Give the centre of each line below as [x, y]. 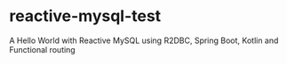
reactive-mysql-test [85, 16]
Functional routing [42, 49]
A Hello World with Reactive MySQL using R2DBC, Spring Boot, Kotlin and [144, 40]
